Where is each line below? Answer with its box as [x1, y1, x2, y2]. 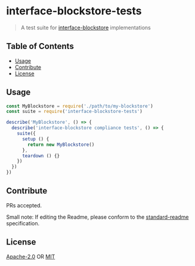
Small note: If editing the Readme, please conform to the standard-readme [6, 213, 189, 221]
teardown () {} [21, 152, 60, 159]
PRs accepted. [6, 201, 42, 209]
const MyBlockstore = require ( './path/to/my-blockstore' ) [6, 103, 153, 109]
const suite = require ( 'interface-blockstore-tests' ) [6, 109, 143, 115]
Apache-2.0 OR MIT [6, 253, 55, 260]
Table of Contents [6, 41, 75, 51]
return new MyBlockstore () [27, 142, 95, 148]
